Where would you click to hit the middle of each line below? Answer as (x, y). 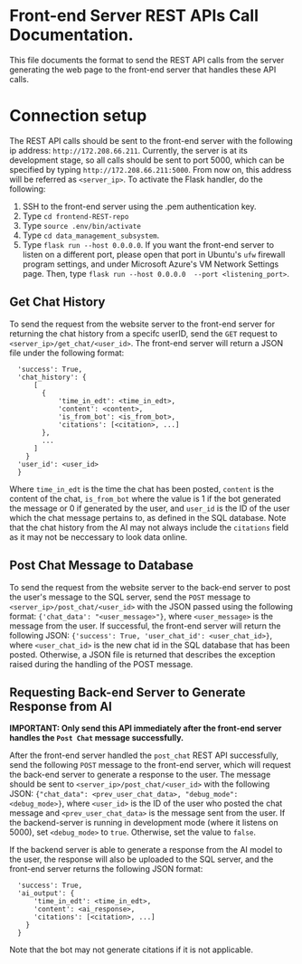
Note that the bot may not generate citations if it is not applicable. (132, 950)
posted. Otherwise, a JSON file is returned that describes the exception (142, 654)
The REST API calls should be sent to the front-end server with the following (151, 140)
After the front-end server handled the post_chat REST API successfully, (144, 755)
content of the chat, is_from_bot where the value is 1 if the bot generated (146, 498)
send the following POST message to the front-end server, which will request (150, 765)
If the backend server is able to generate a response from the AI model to (146, 850)
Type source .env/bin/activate (82, 225)
